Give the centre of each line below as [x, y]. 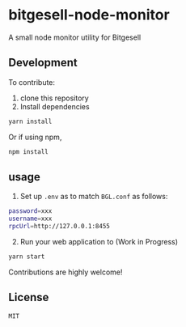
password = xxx [30, 211]
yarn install [30, 121]
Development [43, 63]
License [29, 297]
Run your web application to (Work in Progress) [99, 241]
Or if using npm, [35, 137]
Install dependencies [55, 106]
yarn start [27, 257]
